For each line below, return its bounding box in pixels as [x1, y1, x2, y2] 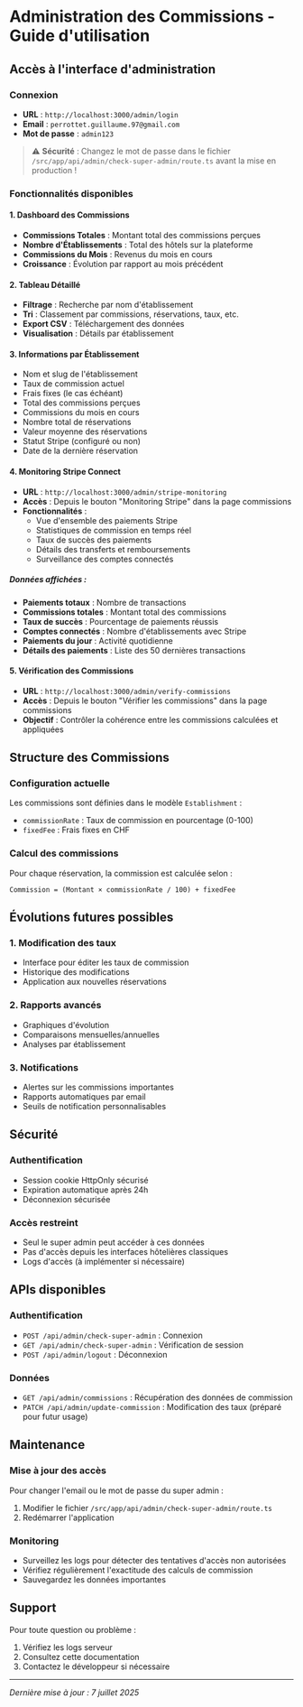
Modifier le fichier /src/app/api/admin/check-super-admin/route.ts [22, 1502, 272, 1513]
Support [9, 1600, 57, 1616]
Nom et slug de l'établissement [22, 368, 138, 380]
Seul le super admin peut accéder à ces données [22, 1237, 205, 1248]
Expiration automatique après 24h [22, 1184, 149, 1195]
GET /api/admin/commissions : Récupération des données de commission [22, 1392, 293, 1403]
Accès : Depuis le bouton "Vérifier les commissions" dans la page [22, 695, 268, 706]
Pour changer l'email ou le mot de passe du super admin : [9, 1485, 224, 1496]
